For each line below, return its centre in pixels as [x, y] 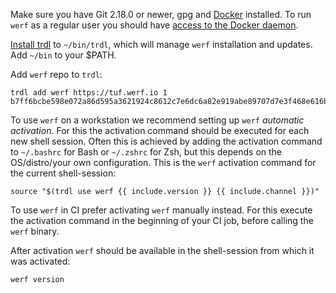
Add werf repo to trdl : [56, 74]
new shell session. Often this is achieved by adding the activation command [166, 141]
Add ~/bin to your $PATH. [63, 55]
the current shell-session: [63, 173]
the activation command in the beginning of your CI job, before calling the [162, 220]
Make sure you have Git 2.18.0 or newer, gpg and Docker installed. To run [161, 14]
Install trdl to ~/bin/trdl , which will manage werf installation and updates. [161, 44]
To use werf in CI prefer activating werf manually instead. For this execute [161, 210]
